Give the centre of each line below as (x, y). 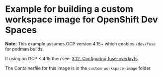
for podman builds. (24, 49)
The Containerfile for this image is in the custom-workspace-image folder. (78, 68)
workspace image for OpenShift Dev (81, 19)
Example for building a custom (69, 9)
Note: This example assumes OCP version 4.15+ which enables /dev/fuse (80, 43)
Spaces (21, 30)
